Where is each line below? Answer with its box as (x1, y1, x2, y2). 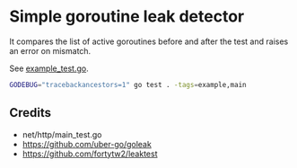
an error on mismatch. (9, 45, 92, 56)
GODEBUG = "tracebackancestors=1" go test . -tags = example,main (9, 80, 247, 89)
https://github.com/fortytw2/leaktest (22, 148, 158, 159)
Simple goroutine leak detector (9, 6, 245, 27)
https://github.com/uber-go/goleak (22, 138, 153, 149)
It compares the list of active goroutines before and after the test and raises (9, 36, 289, 47)
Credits (9, 105, 52, 120)
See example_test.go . (9, 63, 90, 74)
